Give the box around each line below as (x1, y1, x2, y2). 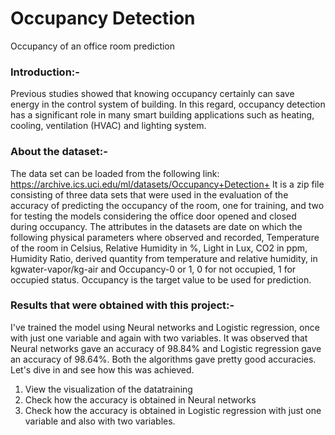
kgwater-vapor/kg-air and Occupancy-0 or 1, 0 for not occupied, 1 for (10, 263, 297, 275)
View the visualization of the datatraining (24, 383, 193, 395)
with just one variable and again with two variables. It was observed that (10, 332, 308, 344)
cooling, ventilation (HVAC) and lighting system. (10, 120, 207, 132)
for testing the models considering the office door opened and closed (10, 210, 297, 222)
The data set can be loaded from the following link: (10, 167, 220, 179)
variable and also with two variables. (24, 415, 176, 427)
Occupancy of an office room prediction (10, 40, 176, 52)
